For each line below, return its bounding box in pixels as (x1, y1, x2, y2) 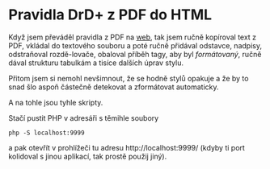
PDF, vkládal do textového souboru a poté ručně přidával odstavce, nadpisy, (8, 40, 263, 50)
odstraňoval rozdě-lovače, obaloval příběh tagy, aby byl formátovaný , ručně (8, 49, 262, 59)
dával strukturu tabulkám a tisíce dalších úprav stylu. (8, 58, 184, 68)
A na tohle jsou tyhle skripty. (8, 97, 103, 107)
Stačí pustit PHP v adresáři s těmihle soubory (8, 113, 159, 122)
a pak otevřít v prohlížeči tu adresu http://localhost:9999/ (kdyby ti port (8, 142, 245, 152)
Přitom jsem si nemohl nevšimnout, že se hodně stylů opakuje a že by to (8, 73, 249, 83)
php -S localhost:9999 (8, 129, 85, 137)
